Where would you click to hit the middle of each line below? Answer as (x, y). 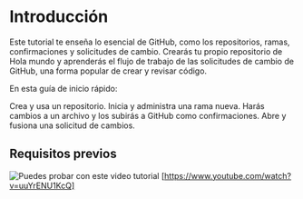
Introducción (59, 17)
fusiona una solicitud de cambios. (73, 125)
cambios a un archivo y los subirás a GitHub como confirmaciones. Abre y (148, 115)
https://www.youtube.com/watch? (228, 175)
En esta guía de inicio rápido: (64, 88)
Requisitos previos (63, 154)
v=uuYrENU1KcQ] (42, 185)
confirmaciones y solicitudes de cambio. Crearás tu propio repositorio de (146, 51)
